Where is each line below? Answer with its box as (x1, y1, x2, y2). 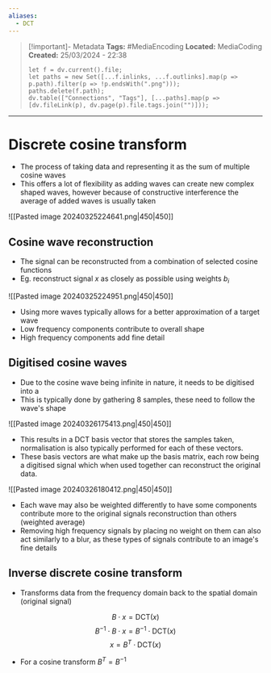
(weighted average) (19, 517, 85, 527)
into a (19, 386, 40, 395)
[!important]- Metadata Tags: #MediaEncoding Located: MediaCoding (27, 41, 263, 51)
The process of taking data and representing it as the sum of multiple (19, 162, 250, 172)
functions (19, 265, 52, 275)
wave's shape (19, 403, 67, 412)
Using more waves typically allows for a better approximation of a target (19, 307, 261, 317)
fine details (19, 542, 58, 553)
